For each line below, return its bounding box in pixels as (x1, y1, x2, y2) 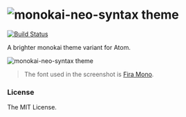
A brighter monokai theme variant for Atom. (7, 43, 131, 51)
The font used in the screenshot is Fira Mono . (24, 70, 154, 78)
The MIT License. (7, 103, 57, 111)
